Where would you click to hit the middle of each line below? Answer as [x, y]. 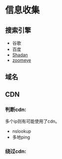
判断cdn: [16, 109]
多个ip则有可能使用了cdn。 [32, 121]
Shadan [20, 55]
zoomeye [22, 60]
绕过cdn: [16, 151]
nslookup [22, 131]
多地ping [21, 137]
